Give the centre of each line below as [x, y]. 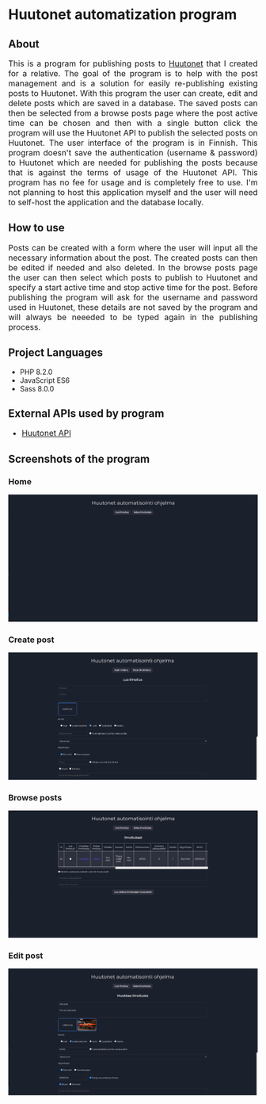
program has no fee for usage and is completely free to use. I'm [133, 182]
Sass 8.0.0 [37, 388]
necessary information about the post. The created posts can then [133, 258]
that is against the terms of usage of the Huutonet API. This [133, 172]
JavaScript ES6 [45, 380]
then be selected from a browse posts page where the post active [133, 113]
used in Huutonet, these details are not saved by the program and [133, 307]
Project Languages [55, 353]
